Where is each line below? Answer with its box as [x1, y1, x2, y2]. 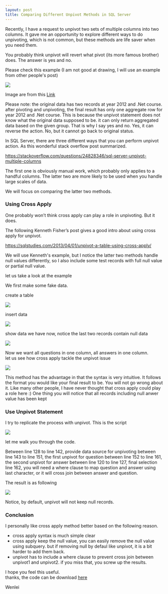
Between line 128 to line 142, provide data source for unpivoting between [5, 449, 156, 455]
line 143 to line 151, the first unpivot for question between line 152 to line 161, [5, 454, 162, 460]
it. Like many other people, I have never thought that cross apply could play [5, 385, 161, 391]
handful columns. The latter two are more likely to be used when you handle [5, 173, 162, 179]
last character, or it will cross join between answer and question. [5, 470, 138, 476]
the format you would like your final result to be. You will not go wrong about [5, 380, 163, 386]
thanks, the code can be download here [5, 574, 88, 580]
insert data [5, 311, 28, 317]
